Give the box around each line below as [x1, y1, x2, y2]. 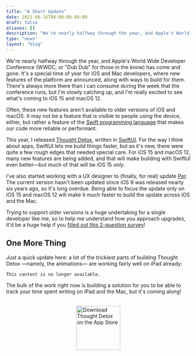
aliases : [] [6, 25, 35, 31]
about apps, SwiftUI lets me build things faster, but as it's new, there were [6, 142, 184, 150]
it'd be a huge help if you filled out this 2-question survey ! [6, 221, 146, 228]
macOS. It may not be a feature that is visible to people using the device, [6, 112, 181, 119]
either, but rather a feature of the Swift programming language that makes [6, 118, 184, 126]
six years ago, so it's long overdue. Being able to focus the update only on [6, 185, 185, 192]
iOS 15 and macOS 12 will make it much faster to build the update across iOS [6, 191, 190, 198]
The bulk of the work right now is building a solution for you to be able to [6, 282, 181, 289]
